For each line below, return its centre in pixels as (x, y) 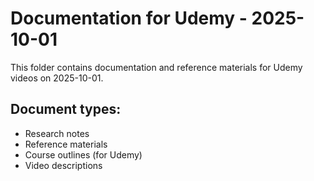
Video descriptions (63, 165)
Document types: (66, 109)
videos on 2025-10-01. (57, 78)
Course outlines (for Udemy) (83, 154)
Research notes (57, 133)
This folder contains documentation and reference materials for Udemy (156, 67)
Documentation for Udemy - (129, 18)
